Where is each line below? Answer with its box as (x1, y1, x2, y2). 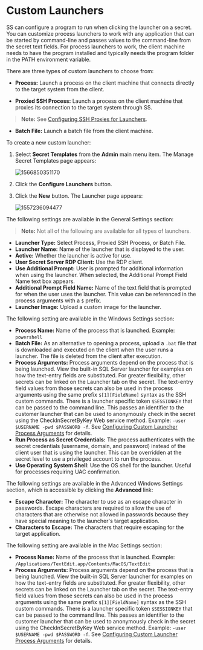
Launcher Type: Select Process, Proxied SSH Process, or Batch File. (14, 239, 186, 246)
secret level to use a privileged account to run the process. (14, 455, 162, 463)
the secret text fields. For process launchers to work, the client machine (6, 43, 185, 50)
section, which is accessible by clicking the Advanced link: (6, 486, 153, 493)
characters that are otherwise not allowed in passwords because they (14, 510, 189, 518)
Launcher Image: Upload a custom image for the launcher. (14, 303, 162, 310)
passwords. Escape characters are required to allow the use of (14, 504, 172, 512)
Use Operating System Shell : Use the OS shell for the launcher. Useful (14, 461, 192, 469)
